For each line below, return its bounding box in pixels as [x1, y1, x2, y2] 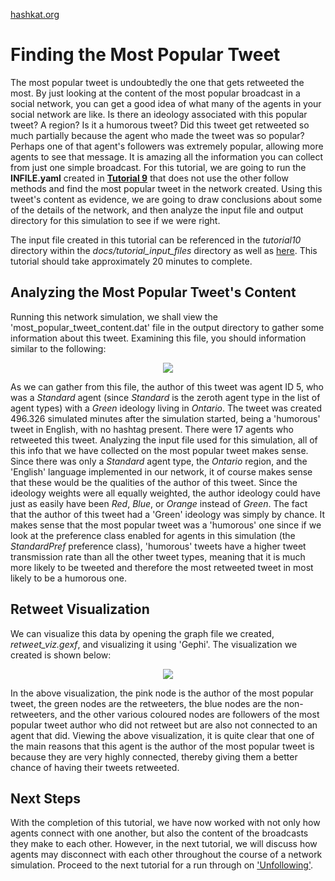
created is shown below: [10, 649, 112, 661]
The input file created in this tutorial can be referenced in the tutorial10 [10, 234, 302, 246]
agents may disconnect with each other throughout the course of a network [10, 849, 323, 861]
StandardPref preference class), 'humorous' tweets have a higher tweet [10, 540, 307, 552]
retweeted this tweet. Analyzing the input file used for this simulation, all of [10, 434, 318, 446]
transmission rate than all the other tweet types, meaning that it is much [10, 550, 306, 563]
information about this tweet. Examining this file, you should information [10, 332, 307, 344]
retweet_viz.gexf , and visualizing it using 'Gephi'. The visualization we [10, 638, 298, 650]
